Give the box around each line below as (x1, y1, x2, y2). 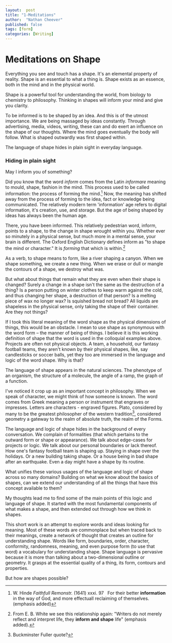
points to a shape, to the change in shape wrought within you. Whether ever (5, 227, 165, 234)
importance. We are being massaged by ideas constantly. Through (5, 118, 146, 124)
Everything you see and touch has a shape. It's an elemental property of (5, 70, 158, 77)
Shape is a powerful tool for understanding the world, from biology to (5, 91, 152, 98)
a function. (5, 378, 28, 384)
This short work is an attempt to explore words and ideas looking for (5, 522, 149, 528)
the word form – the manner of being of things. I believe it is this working (5, 330, 159, 336)
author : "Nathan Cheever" (5, 17, 63, 22)
